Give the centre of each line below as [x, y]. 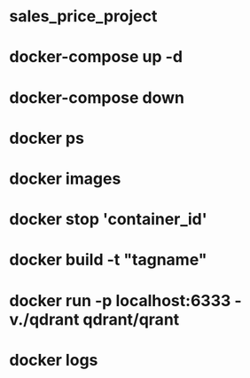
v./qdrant [44, 319]
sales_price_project [83, 16]
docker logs [54, 360]
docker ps [47, 138]
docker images [65, 178]
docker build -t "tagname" [108, 260]
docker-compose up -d [96, 57]
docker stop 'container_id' [108, 220]
